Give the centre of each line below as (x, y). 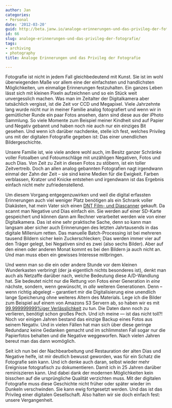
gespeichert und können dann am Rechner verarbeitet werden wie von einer (86, 217)
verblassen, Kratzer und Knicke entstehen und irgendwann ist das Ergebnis (85, 180)
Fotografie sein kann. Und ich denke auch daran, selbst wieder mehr (78, 362)
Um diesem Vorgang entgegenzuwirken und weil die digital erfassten (78, 195)
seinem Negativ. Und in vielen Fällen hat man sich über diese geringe (78, 325)
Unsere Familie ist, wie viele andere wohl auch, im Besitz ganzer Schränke (84, 152)
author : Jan (18, 10)
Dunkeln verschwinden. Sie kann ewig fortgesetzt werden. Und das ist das (84, 389)
